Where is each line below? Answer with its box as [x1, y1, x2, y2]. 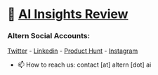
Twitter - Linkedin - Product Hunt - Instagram [7, 47, 138, 55]
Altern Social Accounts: [7, 31, 90, 41]
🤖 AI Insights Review [7, 6, 129, 22]
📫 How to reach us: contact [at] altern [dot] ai [17, 60, 152, 69]
